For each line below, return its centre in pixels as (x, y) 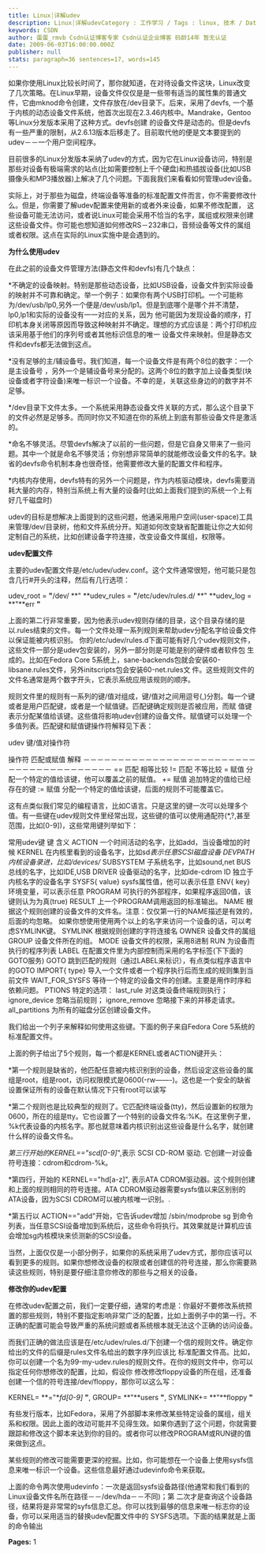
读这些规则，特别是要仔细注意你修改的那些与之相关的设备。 (105, 1272)
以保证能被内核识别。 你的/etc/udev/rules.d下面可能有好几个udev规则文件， (131, 640)
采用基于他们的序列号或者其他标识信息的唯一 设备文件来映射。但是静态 (130, 334)
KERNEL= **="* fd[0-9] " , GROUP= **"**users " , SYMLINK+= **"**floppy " (131, 1397)
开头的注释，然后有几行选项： (81, 580)
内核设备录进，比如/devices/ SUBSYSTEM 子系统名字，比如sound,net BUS (129, 861)
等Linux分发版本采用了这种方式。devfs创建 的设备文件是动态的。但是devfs (129, 122)
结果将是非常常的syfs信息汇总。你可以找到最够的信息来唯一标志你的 (132, 1506)
